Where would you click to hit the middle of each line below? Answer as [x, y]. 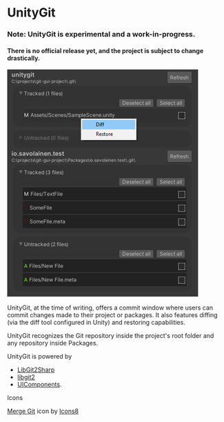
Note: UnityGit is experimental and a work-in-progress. [101, 34]
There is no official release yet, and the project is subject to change [105, 50]
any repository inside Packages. [53, 343]
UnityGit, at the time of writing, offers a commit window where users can [110, 308]
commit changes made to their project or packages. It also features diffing [113, 315]
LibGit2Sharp [36, 370]
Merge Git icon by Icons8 [43, 411]
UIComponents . [39, 385]
